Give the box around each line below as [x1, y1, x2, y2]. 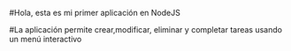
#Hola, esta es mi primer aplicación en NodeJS [9, 8, 181, 18]
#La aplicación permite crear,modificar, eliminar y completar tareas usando [9, 25, 283, 34]
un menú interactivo [9, 34, 82, 44]
